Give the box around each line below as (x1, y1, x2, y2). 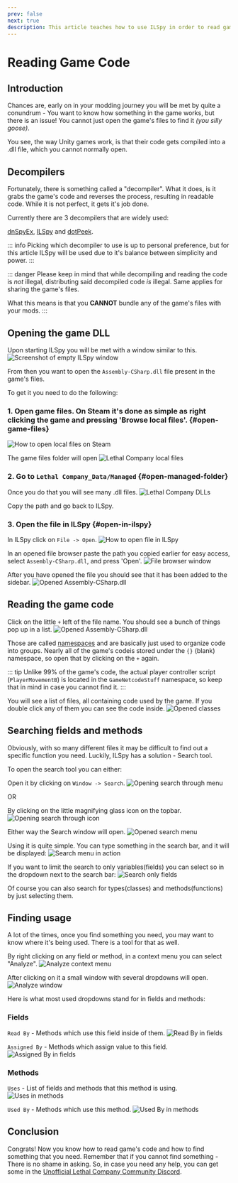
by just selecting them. (7, 891, 74, 900)
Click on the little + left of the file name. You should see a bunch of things (7, 617, 221, 626)
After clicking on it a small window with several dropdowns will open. (7, 973, 209, 982)
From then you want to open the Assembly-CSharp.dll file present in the (7, 367, 215, 375)
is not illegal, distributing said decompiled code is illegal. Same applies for (7, 278, 223, 286)
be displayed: (7, 848, 47, 857)
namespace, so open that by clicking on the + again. (7, 654, 159, 662)
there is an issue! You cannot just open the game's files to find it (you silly (7, 117, 222, 125)
